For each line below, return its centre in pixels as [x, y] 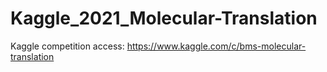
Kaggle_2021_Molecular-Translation [164, 18]
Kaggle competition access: [67, 46]
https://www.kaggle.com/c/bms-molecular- [216, 46]
